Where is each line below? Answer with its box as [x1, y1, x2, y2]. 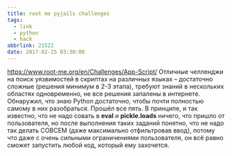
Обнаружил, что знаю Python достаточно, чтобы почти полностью [7, 97, 204, 105]
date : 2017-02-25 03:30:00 [7, 49, 85, 56]
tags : [7, 17, 23, 23]
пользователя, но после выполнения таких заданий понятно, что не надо [7, 119, 224, 127]
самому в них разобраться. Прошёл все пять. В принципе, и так [7, 104, 198, 113]
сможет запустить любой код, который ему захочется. [7, 141, 170, 149]
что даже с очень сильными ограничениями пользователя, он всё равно [7, 133, 224, 142]
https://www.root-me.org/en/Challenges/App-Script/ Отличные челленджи [7, 67, 224, 76]
